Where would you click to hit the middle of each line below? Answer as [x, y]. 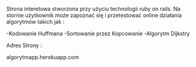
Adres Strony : [24, 45]
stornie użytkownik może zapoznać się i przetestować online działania [94, 15]
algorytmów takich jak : [35, 22]
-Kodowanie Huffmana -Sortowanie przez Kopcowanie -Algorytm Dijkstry [98, 33]
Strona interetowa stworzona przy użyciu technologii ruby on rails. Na [93, 9]
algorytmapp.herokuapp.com [43, 57]
